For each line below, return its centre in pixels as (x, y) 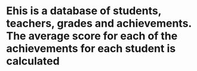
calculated (33, 61)
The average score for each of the (92, 36)
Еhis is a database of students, (84, 11)
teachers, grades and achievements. (99, 23)
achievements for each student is (91, 49)
